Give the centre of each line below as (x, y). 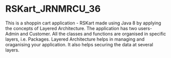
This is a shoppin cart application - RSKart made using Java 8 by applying (83, 23)
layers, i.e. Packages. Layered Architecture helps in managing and (75, 39)
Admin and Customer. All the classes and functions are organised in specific (86, 34)
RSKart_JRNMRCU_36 (53, 9)
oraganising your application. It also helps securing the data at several (79, 44)
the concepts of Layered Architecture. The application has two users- (79, 28)
